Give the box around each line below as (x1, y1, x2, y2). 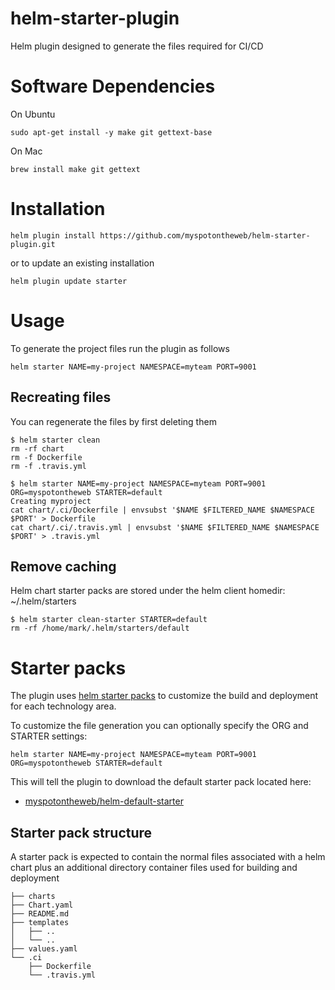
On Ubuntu (10, 108, 56, 120)
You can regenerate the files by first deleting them (10, 415, 217, 427)
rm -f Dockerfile (10, 452, 83, 462)
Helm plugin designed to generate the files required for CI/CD (10, 40, 264, 52)
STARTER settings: (10, 730, 88, 742)
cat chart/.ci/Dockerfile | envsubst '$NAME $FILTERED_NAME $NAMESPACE (10, 505, 315, 515)
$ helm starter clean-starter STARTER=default (10, 615, 208, 625)
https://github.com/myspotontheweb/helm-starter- (99, 230, 311, 241)
